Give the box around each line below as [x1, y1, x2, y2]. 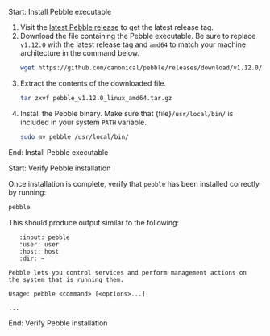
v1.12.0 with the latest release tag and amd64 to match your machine [19, 40, 247, 49]
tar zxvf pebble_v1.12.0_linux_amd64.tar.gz [19, 94, 172, 102]
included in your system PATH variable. [19, 117, 147, 127]
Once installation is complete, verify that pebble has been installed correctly [8, 178, 260, 188]
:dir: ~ [19, 254, 45, 262]
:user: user [19, 240, 60, 249]
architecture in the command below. [19, 48, 139, 57]
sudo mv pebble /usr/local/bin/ [19, 132, 129, 141]
